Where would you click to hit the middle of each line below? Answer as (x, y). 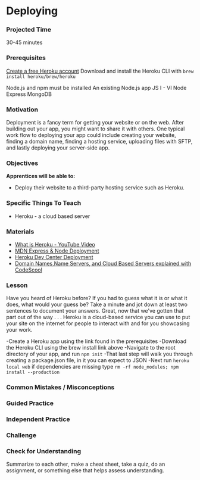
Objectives (22, 163)
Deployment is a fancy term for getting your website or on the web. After (95, 123)
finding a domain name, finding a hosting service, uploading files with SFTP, (99, 142)
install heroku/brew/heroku (41, 77)
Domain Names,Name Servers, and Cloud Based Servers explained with (103, 263)
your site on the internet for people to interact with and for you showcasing (98, 323)
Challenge (21, 435)
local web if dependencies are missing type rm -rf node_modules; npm (93, 367)
